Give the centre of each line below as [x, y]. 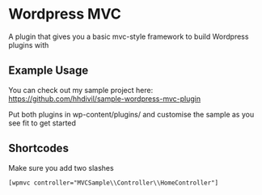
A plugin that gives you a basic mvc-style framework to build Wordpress [129, 36]
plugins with [29, 45]
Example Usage [49, 71]
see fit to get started [42, 123]
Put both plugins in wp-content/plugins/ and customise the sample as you [131, 114]
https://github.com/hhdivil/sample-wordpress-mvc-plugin [105, 99]
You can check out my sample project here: [81, 90]
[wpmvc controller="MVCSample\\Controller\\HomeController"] [114, 183]
